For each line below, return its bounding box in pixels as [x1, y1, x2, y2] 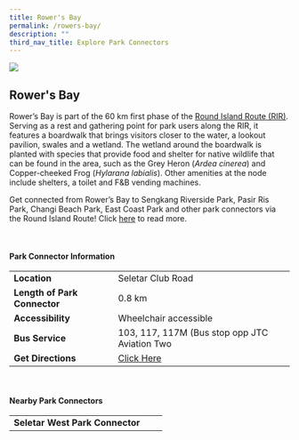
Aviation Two [117, 338, 172, 350]
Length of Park [13, 286, 78, 299]
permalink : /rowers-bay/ [9, 21, 101, 30]
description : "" [9, 29, 69, 38]
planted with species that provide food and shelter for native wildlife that [9, 148, 275, 160]
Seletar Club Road [117, 272, 194, 284]
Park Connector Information [9, 251, 116, 261]
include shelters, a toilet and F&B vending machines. [9, 177, 202, 188]
